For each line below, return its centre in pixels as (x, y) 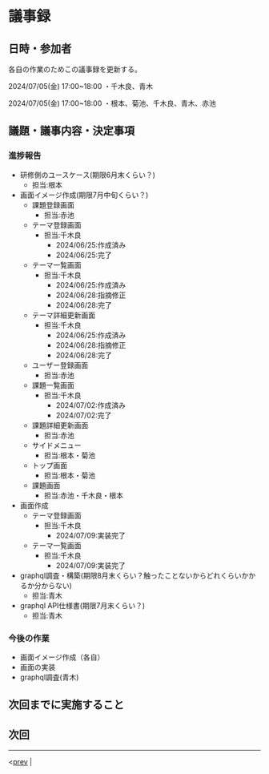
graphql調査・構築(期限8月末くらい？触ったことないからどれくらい (130, 575)
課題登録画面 (53, 204)
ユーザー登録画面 (60, 365)
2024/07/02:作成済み (90, 405)
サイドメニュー (56, 445)
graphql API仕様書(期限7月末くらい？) (82, 605)
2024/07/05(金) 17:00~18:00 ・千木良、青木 (81, 86)
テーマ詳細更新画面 (64, 315)
